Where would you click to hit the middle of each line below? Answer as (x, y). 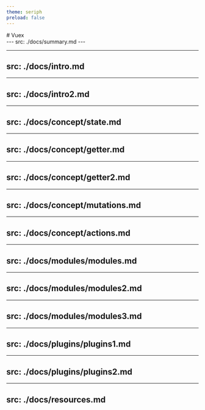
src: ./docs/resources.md (56, 399)
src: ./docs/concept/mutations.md (74, 205)
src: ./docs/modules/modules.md (72, 261)
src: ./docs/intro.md (45, 66)
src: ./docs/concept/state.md (64, 122)
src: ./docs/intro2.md (48, 94)
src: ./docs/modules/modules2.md (74, 288)
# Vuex (15, 35)
